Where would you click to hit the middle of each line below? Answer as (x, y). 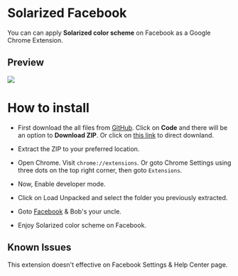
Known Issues (39, 247)
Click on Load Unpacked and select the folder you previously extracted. (123, 197)
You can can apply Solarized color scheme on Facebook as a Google (109, 33)
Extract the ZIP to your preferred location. (79, 149)
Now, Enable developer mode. (61, 184)
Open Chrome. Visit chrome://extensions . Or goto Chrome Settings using (124, 162)
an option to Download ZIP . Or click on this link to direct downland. (116, 135)
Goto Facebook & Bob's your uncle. (70, 211)
